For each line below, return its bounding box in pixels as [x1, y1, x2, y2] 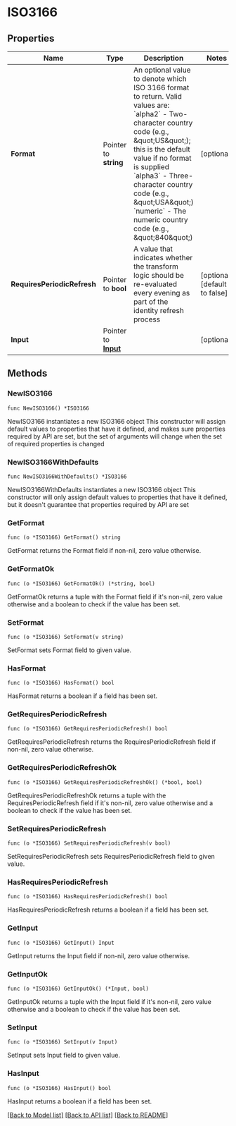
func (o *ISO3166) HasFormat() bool [7, 680, 114, 687]
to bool [103, 283, 126, 293]
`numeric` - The [133, 206, 187, 216]
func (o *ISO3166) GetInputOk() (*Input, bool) [7, 985, 150, 992]
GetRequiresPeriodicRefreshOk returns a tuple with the [7, 791, 166, 800]
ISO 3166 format [133, 82, 190, 92]
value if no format [133, 153, 192, 163]
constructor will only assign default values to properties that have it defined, [7, 493, 228, 501]
